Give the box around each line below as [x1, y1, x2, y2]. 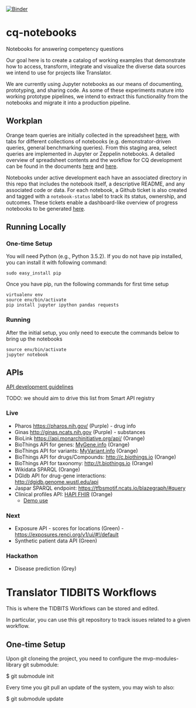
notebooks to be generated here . [6, 205, 86, 212]
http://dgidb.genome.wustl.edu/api [14, 478, 99, 485]
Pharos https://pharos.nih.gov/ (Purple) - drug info [14, 422, 136, 429]
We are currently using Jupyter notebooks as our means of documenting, [6, 80, 183, 87]
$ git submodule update [6, 695, 64, 702]
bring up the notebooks [6, 335, 63, 342]
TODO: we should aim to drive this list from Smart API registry [6, 394, 155, 401]
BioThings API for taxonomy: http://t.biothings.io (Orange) [14, 459, 154, 466]
